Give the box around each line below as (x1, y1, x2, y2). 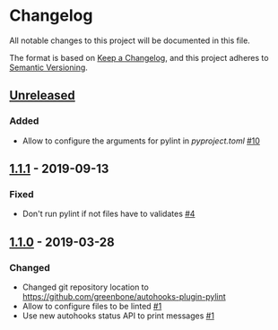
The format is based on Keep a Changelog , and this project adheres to (9, 52, 269, 63)
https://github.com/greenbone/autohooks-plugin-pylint (22, 291, 226, 301)
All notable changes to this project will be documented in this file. (9, 35, 251, 46)
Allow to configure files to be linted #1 (22, 301, 162, 311)
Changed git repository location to (22, 282, 150, 292)
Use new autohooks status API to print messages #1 (22, 310, 215, 321)
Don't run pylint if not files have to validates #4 (22, 208, 195, 220)
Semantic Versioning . (9, 62, 88, 73)
